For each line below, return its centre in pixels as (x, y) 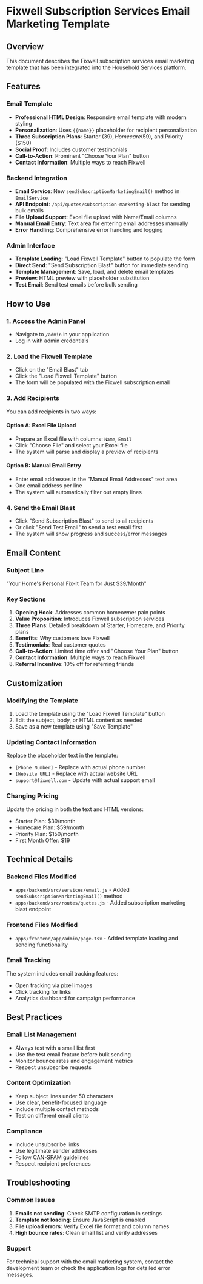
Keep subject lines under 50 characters (64, 1096)
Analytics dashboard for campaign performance (75, 998)
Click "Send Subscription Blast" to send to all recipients (84, 521)
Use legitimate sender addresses (56, 1151)
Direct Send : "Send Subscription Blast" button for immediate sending (101, 265)
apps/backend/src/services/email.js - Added (72, 890)
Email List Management (42, 1034)
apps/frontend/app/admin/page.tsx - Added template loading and (97, 938)
